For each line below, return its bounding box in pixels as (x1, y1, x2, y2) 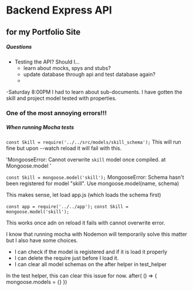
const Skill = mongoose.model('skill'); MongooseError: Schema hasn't (6, 174, 184, 181)
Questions (6, 44, 32, 51)
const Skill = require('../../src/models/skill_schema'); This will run (6, 139, 182, 146)
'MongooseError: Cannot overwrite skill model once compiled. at (6, 156, 166, 163)
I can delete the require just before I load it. (14, 255, 119, 262)
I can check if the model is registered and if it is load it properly (14, 248, 168, 256)
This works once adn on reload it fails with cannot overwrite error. (6, 219, 165, 226)
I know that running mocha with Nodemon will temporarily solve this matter (6, 230, 188, 238)
